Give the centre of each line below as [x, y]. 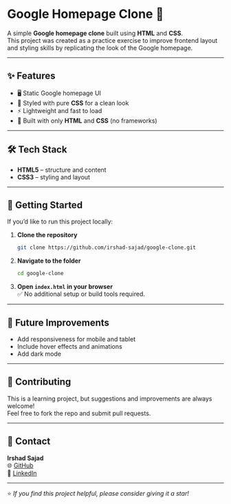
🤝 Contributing [39, 382]
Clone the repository [47, 235]
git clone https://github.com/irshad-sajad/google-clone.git [107, 248]
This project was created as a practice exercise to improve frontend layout [112, 40]
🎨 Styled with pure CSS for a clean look [73, 103]
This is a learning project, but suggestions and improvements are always [110, 399]
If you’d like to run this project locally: [60, 222]
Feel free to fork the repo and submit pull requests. [79, 413]
